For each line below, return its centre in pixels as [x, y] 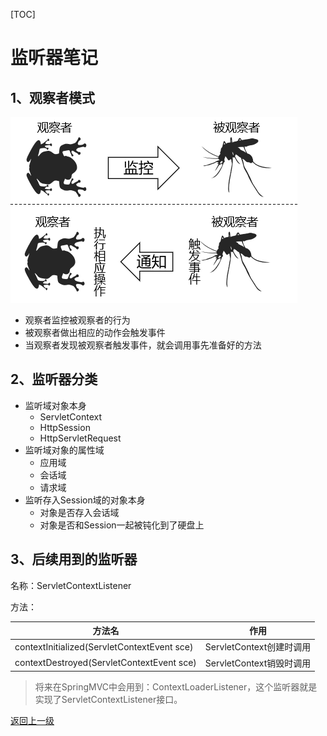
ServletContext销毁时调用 [258, 663]
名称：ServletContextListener [71, 585]
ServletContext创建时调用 [258, 647]
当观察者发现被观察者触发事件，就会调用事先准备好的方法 [143, 345]
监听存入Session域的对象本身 [85, 500]
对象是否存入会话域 [79, 512]
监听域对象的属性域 [64, 450]
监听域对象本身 [55, 405]
